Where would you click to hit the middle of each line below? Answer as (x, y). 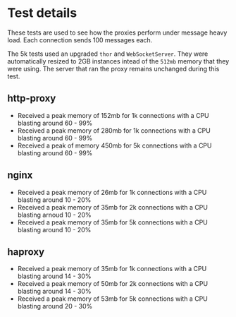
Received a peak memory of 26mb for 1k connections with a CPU (112, 192)
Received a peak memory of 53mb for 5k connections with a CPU (112, 299)
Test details (42, 13)
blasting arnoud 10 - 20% (54, 215)
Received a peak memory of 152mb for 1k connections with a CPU (113, 115)
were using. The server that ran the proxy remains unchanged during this (113, 68)
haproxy (26, 252)
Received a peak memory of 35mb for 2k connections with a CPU (112, 207)
